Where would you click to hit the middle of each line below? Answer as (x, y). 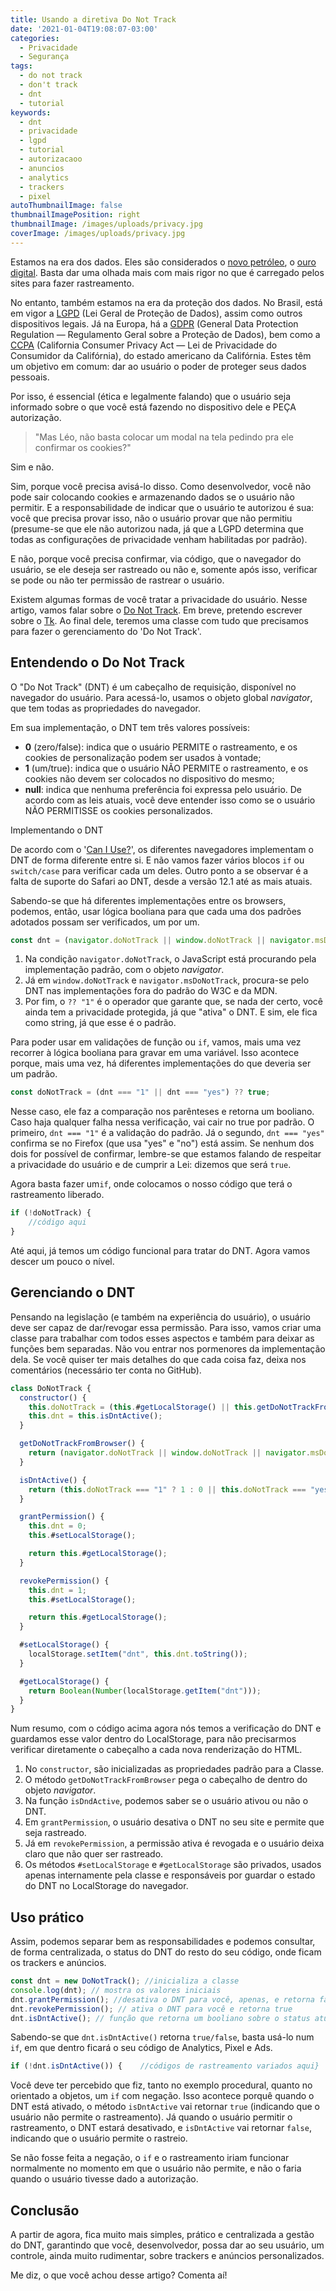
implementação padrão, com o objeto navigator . (124, 970)
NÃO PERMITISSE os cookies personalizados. (118, 810)
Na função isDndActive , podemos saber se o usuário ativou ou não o (166, 1801)
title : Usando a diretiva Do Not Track (93, 19)
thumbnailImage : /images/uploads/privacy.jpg (106, 224)
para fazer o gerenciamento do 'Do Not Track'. (106, 631)
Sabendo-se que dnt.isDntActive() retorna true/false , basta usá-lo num (162, 2037)
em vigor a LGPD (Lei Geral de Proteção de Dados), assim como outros (156, 313)
